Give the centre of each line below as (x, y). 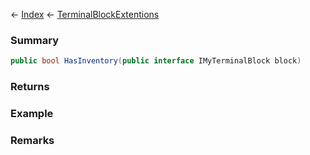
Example (32, 114)
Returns (30, 87)
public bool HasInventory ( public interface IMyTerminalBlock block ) (156, 61)
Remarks (32, 140)
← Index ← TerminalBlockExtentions (85, 14)
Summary (35, 40)
